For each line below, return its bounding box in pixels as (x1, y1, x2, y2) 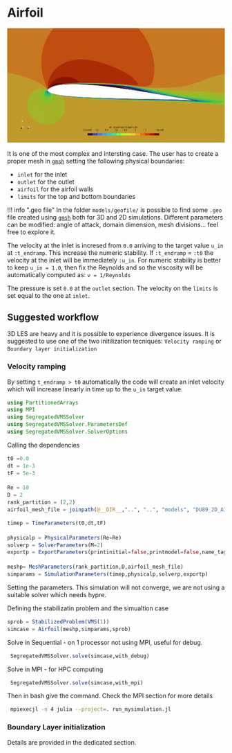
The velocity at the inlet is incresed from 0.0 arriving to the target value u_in (7, 241, 224, 249)
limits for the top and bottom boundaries (17, 192, 136, 200)
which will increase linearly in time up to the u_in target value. (7, 384, 183, 393)
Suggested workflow (7, 311, 99, 323)
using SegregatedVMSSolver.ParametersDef (7, 421, 128, 428)
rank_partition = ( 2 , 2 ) (7, 499, 76, 506)
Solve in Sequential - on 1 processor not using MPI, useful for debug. (7, 638, 203, 646)
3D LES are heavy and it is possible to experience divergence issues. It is (7, 330, 215, 338)
